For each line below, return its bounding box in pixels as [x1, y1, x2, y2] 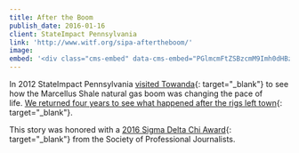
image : [9, 46, 34, 55]
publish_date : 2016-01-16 [9, 21, 105, 30]
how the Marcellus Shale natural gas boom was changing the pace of [9, 88, 263, 99]
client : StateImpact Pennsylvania [9, 29, 138, 38]
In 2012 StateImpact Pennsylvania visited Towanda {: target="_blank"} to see [9, 79, 289, 89]
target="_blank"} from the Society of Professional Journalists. [9, 134, 236, 144]
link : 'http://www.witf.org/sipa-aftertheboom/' [9, 37, 193, 47]
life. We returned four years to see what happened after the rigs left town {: [9, 98, 283, 108]
